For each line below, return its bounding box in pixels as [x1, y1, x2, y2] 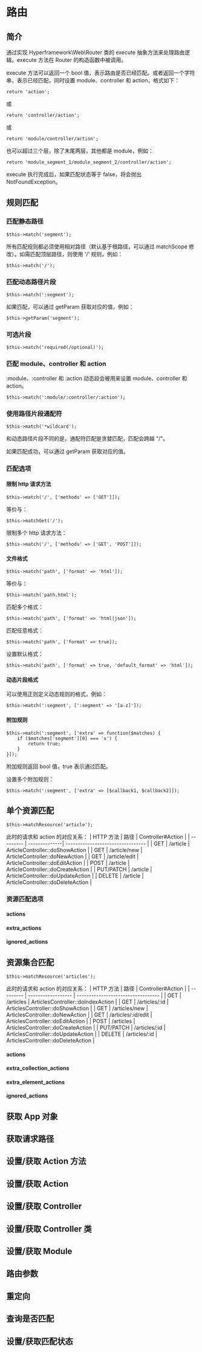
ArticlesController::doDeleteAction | [6, 1036, 95, 1044]
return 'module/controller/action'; [6, 136, 99, 142]
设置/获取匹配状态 [6, 1336, 74, 1347]
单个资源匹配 [6, 806, 54, 815]
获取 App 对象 [6, 1111, 59, 1121]
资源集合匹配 [6, 957, 54, 967]
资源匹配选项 [6, 895, 44, 903]
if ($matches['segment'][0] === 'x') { [17, 735, 118, 741]
